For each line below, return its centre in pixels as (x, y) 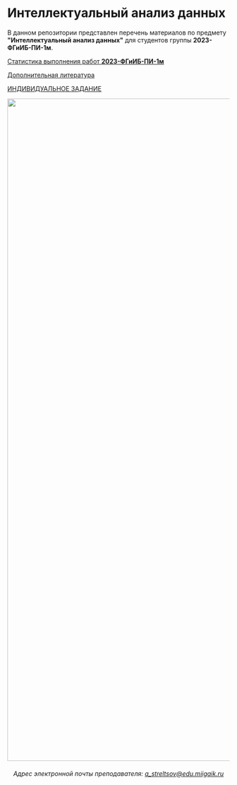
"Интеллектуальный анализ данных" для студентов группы (99, 40)
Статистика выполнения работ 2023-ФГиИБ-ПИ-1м (86, 61)
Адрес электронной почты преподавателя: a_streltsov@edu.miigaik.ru (119, 773)
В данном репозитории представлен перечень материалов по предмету (117, 33)
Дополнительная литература (51, 75)
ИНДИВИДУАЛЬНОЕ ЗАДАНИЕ (55, 88)
